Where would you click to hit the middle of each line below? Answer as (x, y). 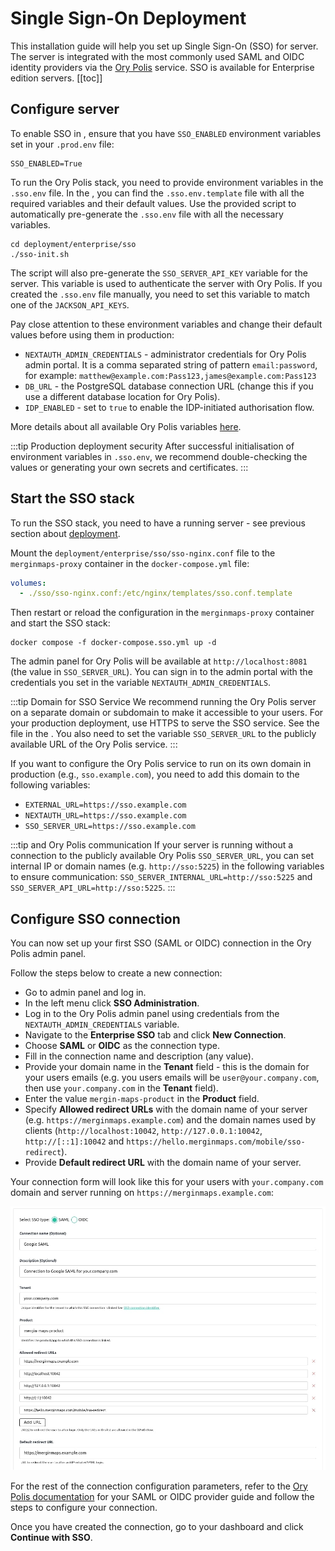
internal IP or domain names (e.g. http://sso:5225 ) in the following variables (167, 866)
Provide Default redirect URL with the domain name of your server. (163, 1163)
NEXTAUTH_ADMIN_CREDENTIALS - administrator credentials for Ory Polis (165, 354)
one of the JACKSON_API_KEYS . (70, 304)
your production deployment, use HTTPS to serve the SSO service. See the (165, 723)
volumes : (28, 583)
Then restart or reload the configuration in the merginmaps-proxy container (162, 613)
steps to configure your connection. (84, 1507)
